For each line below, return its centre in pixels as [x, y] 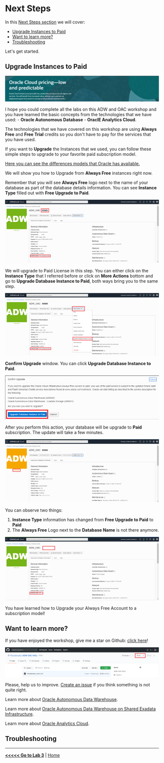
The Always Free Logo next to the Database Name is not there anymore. [85, 530]
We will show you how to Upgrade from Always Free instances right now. [79, 173]
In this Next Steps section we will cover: [45, 22]
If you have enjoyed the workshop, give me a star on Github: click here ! [77, 640]
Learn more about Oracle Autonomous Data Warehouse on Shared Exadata [81, 709]
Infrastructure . [20, 714]
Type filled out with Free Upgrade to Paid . [47, 193]
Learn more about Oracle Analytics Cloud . [47, 723]
